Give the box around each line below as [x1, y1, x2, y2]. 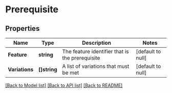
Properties [5, 24, 40, 33]
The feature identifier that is [62, 48, 129, 55]
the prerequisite [62, 54, 100, 61]
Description [81, 40, 112, 46]
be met [62, 69, 79, 76]
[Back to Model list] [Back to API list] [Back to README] [5, 82, 123, 88]
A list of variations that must [62, 63, 130, 70]
